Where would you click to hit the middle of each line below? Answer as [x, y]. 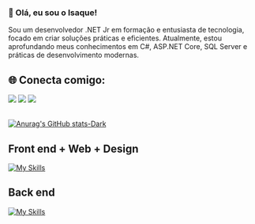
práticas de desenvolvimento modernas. [74, 55]
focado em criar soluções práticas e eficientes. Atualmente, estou [115, 38]
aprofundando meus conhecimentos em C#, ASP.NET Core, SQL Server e [128, 47]
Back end [32, 193]
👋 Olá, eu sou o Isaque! [52, 13]
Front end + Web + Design [73, 148]
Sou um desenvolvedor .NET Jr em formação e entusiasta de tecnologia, [126, 30]
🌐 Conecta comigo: [57, 80]
